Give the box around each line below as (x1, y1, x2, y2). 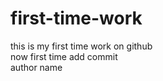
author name (10, 61, 63, 73)
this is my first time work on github (10, 40, 153, 52)
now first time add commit (10, 50, 118, 62)
